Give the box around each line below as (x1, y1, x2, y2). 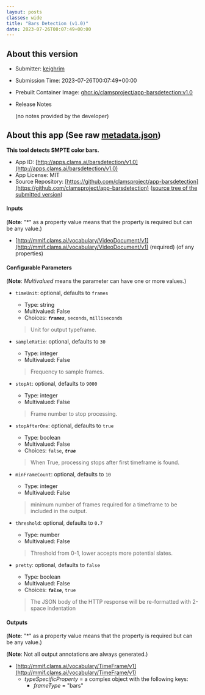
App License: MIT (15, 171, 60, 178)
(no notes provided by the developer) (15, 113, 109, 120)
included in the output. (30, 508, 87, 515)
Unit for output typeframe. (30, 326, 96, 334)
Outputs (6, 618, 28, 626)
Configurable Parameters (6, 264, 72, 271)
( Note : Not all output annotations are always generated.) (6, 650, 148, 658)
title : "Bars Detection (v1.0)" (6, 20, 88, 26)
